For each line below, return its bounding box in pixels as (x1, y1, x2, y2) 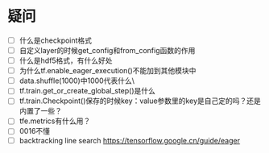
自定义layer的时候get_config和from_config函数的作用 (19, 46, 196, 55)
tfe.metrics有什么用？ (19, 116, 91, 126)
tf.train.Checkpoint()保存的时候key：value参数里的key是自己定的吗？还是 (19, 96, 261, 105)
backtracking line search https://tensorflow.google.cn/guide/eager (19, 135, 241, 145)
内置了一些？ (19, 106, 62, 116)
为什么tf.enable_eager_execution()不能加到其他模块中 (19, 66, 197, 76)
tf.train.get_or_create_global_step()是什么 (19, 86, 156, 96)
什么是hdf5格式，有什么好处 (19, 56, 114, 65)
